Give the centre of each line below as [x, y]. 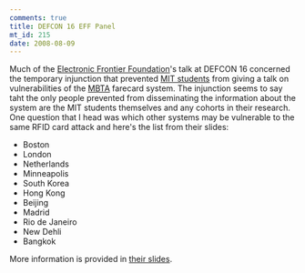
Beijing [36, 203]
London [37, 155]
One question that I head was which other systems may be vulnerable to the [152, 117]
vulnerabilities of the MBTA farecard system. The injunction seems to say [146, 88]
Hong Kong [44, 193]
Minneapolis [46, 174]
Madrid [36, 212]
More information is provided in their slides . [91, 259]
